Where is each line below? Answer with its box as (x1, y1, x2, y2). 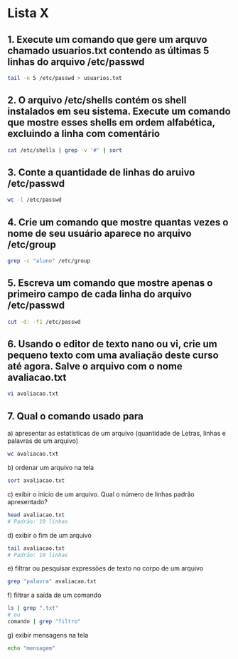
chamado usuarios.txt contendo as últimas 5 (7, 44, 210, 56)
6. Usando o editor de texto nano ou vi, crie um (7, 338, 218, 350)
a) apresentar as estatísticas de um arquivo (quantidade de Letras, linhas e (7, 429, 226, 438)
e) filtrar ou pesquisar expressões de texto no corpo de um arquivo (7, 564, 204, 573)
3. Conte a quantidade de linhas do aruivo (7, 166, 195, 178)
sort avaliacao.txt (7, 477, 65, 484)
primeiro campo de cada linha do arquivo (7, 288, 192, 300)
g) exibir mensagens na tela (7, 630, 89, 639)
